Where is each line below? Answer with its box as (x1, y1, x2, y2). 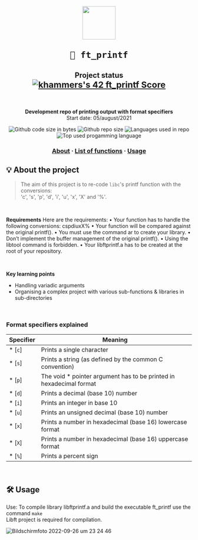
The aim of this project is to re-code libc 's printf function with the (20, 181, 181, 188)
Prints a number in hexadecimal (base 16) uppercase (41, 434, 189, 443)
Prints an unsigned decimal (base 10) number (41, 408, 168, 416)
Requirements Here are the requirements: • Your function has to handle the (6, 216, 190, 223)
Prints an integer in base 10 (41, 398, 118, 407)
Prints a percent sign (41, 451, 98, 460)
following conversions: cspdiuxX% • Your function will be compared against (6, 222, 191, 230)
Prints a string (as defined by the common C (41, 355, 163, 363)
